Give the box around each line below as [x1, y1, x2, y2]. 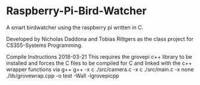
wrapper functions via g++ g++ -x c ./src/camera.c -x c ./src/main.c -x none [6, 65, 194, 73]
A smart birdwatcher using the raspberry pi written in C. [6, 24, 143, 31]
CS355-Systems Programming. [6, 42, 83, 49]
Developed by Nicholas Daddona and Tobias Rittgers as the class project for [6, 35, 194, 42]
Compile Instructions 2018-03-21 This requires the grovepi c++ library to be [6, 53, 192, 60]
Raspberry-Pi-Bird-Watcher [6, 4, 147, 18]
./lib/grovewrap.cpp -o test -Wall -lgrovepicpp [6, 72, 119, 79]
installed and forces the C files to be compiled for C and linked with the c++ [6, 59, 192, 67]
